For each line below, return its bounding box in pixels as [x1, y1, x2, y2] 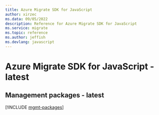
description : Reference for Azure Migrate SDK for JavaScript [5, 21, 137, 26]
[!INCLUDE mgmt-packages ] [5, 104, 64, 110]
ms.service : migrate [5, 26, 48, 31]
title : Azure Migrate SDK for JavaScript [5, 7, 93, 12]
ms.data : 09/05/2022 [5, 16, 48, 21]
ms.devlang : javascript [5, 40, 55, 45]
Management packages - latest [5, 91, 105, 100]
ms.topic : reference [5, 30, 48, 35]
